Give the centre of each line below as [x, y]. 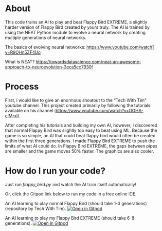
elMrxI [11, 116]
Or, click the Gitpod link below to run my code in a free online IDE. [71, 194]
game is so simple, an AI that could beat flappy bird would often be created [80, 135]
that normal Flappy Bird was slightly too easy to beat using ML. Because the [81, 130]
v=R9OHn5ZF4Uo [23, 52]
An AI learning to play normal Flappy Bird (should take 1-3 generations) [76, 203]
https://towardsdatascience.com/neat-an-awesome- [88, 62]
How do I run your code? [55, 171]
